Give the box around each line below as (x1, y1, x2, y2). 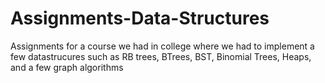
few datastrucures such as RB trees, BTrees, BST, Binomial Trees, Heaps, (10, 50, 312, 62)
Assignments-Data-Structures (10, 7, 270, 30)
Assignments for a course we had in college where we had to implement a (10, 40, 315, 52)
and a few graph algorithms (10, 61, 124, 73)
